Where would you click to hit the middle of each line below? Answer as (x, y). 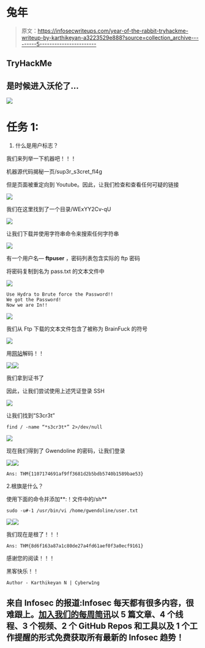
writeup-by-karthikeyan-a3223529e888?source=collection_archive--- (110, 37)
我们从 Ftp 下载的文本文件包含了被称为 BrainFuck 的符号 (77, 329)
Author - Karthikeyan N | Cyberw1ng (53, 583)
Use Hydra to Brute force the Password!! (60, 295)
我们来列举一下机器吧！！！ (41, 159)
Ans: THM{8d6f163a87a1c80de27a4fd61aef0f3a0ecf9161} (75, 546)
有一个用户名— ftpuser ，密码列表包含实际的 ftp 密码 (73, 258)
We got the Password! (34, 300)
